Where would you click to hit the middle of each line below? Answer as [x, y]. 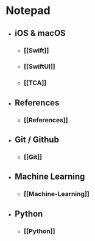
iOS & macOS [40, 33]
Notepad [28, 11]
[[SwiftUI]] [39, 66]
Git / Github [37, 140]
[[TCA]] [35, 83]
